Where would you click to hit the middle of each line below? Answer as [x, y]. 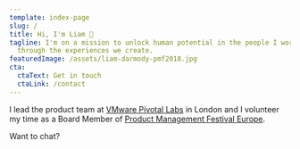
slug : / [24, 26]
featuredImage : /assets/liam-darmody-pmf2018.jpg [104, 59]
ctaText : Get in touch [59, 76]
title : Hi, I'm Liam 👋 [51, 34]
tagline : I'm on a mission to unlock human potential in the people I [143, 42]
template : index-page [50, 17]
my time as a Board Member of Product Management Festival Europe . [137, 119]
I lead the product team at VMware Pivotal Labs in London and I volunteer [144, 109]
